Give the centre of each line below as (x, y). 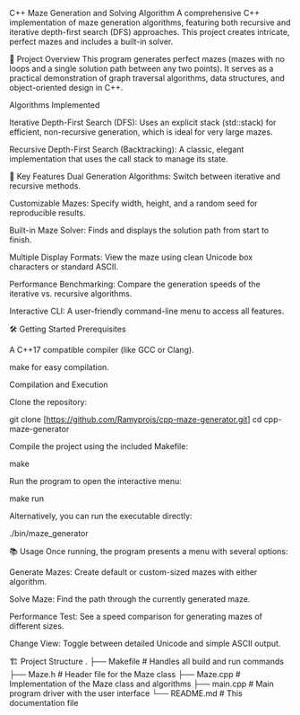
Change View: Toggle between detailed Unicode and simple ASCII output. (145, 643)
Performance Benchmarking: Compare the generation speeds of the (135, 284)
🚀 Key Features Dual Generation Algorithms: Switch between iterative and (145, 176)
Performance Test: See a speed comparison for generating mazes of (136, 616)
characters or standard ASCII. (64, 267)
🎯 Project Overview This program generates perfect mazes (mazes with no (147, 59)
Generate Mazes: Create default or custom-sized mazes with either (133, 572)
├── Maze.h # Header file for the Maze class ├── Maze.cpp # (125, 674)
